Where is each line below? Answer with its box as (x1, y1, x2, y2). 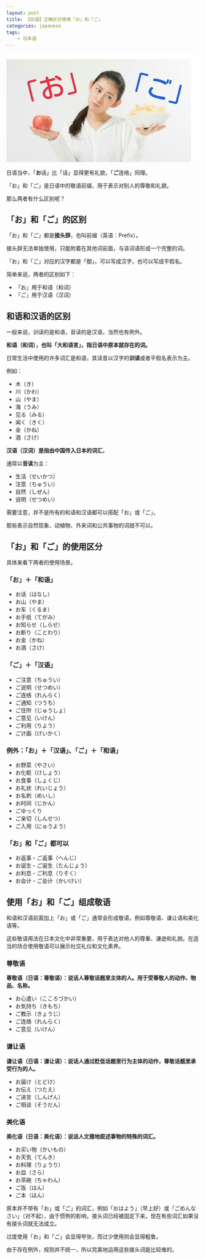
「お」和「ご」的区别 (6, 215, 87, 225)
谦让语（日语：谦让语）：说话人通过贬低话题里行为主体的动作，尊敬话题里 (6, 1057, 191, 1065)
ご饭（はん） (15, 1184, 48, 1191)
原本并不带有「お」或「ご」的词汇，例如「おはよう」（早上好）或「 (6, 1205, 175, 1212)
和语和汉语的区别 (6, 311, 71, 321)
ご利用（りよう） (15, 722, 59, 729)
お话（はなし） (15, 591, 53, 598)
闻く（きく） (15, 419, 48, 426)
